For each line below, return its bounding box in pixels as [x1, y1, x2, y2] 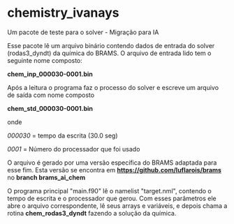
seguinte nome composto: [7, 56, 82, 64]
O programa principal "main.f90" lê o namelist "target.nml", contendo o [7, 186, 212, 195]
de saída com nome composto [7, 91, 95, 99]
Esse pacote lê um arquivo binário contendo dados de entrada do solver [7, 41, 215, 50]
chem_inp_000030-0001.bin [7, 70, 93, 78]
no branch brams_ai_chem [7, 173, 86, 181]
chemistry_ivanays [7, 5, 120, 21]
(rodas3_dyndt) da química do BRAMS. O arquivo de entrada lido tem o [7, 49, 212, 57]
